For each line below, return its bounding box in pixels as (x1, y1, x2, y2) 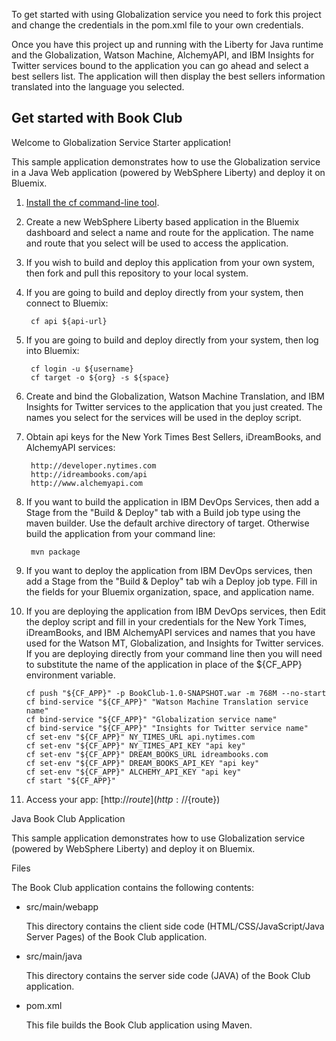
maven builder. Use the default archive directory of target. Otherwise (25, 517, 310, 529)
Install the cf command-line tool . (25, 196, 160, 208)
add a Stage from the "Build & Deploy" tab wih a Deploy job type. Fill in (25, 575, 318, 587)
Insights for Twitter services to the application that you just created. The (25, 400, 323, 413)
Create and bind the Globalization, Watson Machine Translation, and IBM (25, 390, 325, 402)
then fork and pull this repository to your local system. (25, 267, 249, 279)
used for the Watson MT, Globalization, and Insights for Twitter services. (25, 637, 324, 649)
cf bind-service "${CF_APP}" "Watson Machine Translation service (25, 697, 309, 707)
